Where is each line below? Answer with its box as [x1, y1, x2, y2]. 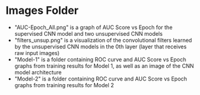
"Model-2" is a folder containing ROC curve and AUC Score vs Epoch [14, 75, 187, 82]
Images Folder [5, 4, 79, 18]
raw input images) [14, 49, 60, 56]
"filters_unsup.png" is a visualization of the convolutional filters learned [14, 36, 192, 44]
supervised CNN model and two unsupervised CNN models [14, 30, 163, 37]
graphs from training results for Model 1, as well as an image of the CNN [14, 62, 194, 70]
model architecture [14, 68, 62, 76]
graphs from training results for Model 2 [14, 81, 114, 88]
